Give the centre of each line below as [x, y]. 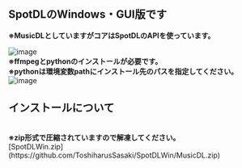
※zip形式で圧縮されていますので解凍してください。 [94, 137]
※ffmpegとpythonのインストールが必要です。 [85, 61]
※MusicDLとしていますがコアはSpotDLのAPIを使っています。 [112, 36]
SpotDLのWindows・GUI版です [88, 15]
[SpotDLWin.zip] [36, 146]
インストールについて [62, 108]
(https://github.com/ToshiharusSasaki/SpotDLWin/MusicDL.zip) [115, 155]
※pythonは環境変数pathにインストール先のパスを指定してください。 [123, 71]
